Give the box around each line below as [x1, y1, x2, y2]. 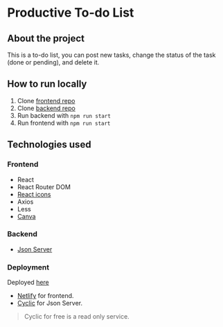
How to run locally [7, 78, 87, 90]
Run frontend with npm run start [17, 118, 111, 127]
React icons [17, 190, 51, 198]
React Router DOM [17, 182, 71, 191]
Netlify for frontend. [17, 292, 74, 300]
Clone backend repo [17, 104, 76, 112]
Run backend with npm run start [17, 111, 111, 119]
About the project [7, 33, 85, 44]
